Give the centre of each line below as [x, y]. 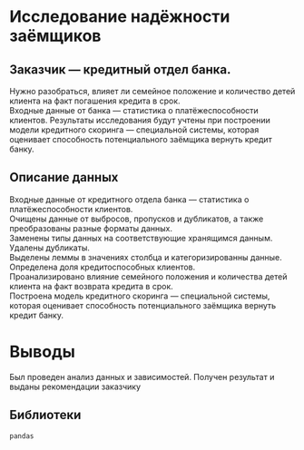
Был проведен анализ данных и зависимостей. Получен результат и [142, 377]
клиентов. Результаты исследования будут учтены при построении [140, 120]
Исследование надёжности [120, 17]
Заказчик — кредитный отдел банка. [120, 69]
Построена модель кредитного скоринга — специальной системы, [140, 296]
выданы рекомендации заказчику [75, 386]
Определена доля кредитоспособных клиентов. [103, 267]
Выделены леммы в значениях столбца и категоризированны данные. [146, 257]
